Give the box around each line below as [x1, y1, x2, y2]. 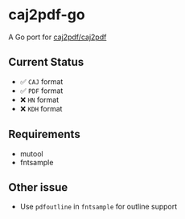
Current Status [8, 55, 84, 69]
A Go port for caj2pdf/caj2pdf [8, 32, 107, 42]
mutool [19, 148, 43, 158]
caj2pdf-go [8, 6, 86, 24]
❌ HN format [19, 95, 60, 104]
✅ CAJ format [19, 76, 64, 86]
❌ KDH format [19, 103, 63, 113]
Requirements [8, 128, 80, 141]
